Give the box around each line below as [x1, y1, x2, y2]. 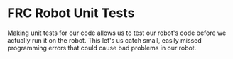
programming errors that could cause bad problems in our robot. [7, 43, 197, 52]
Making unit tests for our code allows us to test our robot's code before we [7, 28, 227, 37]
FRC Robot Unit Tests [7, 5, 135, 21]
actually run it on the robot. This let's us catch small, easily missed [7, 36, 202, 44]
